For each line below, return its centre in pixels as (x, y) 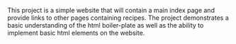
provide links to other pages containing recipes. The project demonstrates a (118, 18)
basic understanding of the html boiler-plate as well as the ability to (106, 25)
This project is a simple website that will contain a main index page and (111, 10)
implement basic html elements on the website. (76, 33)
